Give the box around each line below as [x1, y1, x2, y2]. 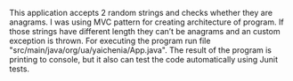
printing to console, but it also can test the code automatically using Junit [9, 55, 279, 64]
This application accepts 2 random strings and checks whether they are [9, 8, 273, 18]
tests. [9, 63, 29, 74]
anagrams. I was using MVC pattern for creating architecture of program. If [9, 17, 284, 27]
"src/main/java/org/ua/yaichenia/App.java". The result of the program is [9, 45, 273, 55]
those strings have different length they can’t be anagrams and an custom [9, 26, 281, 36]
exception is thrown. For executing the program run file [9, 35, 211, 46]
